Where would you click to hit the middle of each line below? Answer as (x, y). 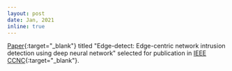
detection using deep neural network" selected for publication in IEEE (107, 53)
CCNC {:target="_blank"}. (44, 61)
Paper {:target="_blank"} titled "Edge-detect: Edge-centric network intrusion (116, 46)
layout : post (26, 13)
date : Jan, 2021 (31, 20)
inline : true (26, 26)
